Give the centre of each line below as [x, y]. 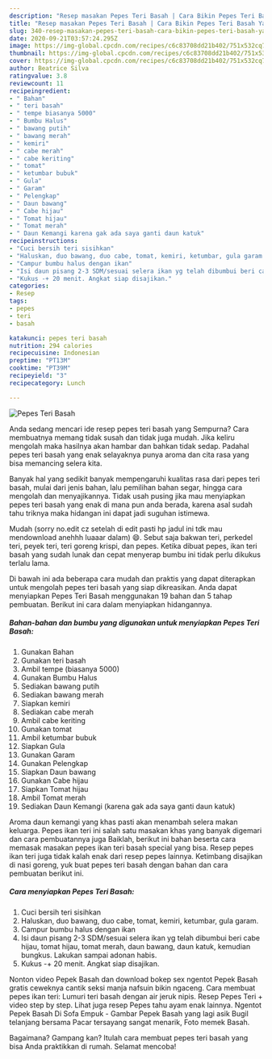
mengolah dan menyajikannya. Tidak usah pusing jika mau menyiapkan [127, 496]
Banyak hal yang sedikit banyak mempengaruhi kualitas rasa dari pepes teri [135, 479]
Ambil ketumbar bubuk [59, 737]
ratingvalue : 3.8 [38, 76]
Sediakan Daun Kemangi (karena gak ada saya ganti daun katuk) [128, 806]
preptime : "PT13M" [40, 361]
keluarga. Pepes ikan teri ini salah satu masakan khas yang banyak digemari [136, 830]
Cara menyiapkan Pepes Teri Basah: [72, 892]
